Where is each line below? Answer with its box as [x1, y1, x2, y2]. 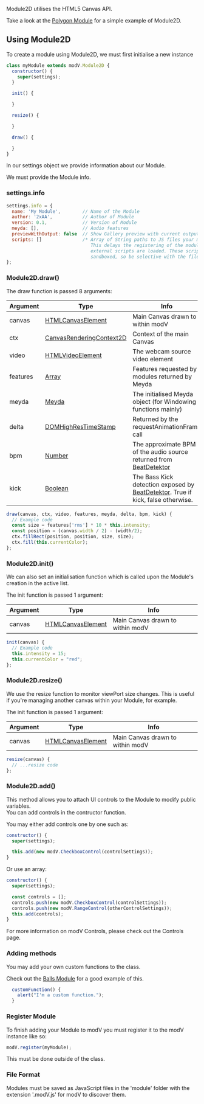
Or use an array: [6, 866, 47, 873]
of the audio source [132, 447, 188, 456]
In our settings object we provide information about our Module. [6, 162, 166, 169]
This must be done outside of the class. [6, 1055, 105, 1063]
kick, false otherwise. [132, 495, 193, 504]
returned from [132, 455, 172, 463]
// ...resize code [12, 762, 59, 768]
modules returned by [132, 372, 192, 381]
